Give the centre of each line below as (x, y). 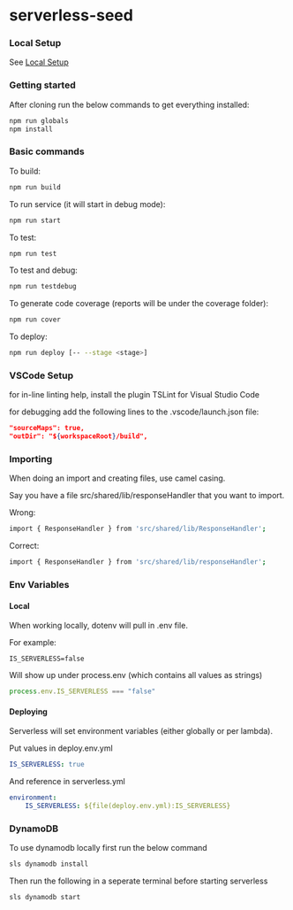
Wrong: (23, 513)
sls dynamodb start (45, 898)
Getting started (43, 85)
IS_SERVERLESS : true (47, 765)
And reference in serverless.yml (67, 782)
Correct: (24, 546)
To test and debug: (43, 270)
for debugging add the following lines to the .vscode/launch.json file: (134, 412)
